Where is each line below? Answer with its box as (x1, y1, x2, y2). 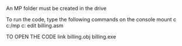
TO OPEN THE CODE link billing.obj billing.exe (6, 33, 117, 40)
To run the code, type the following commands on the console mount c (6, 16, 177, 22)
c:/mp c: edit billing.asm (6, 22, 64, 29)
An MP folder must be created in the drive (6, 5, 107, 11)
